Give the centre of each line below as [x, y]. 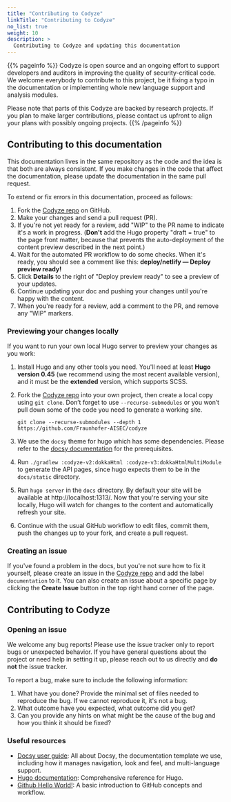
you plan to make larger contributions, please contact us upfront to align [110, 116]
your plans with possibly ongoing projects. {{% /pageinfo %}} [95, 123]
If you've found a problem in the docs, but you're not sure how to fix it [106, 566]
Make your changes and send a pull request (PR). [87, 217]
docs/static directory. [49, 477]
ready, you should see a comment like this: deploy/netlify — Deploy [114, 262]
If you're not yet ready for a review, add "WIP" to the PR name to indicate [121, 225]
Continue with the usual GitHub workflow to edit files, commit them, [113, 526]
